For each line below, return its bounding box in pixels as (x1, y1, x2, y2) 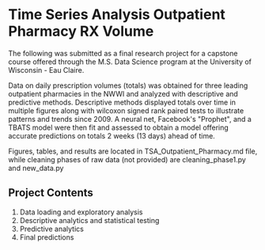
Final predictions (19, 232, 74, 242)
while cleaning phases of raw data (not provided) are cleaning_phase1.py (8, 154, 247, 164)
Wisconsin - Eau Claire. (8, 65, 85, 74)
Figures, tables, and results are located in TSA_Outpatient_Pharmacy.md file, (8, 146, 258, 156)
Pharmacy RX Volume (8, 22, 154, 40)
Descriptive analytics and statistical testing (19, 215, 160, 225)
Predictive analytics (19, 224, 85, 233)
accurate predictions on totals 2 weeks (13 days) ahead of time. (8, 131, 215, 140)
